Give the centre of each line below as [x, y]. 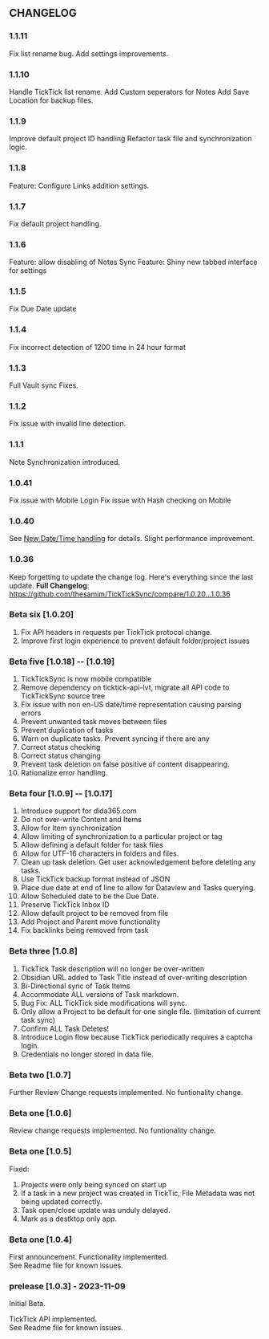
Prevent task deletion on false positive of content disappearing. [125, 764]
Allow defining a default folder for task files [92, 845]
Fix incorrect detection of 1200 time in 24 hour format [98, 347]
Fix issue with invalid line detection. [68, 424]
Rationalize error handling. [64, 773]
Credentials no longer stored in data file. [87, 1054]
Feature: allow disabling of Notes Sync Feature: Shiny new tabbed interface [133, 262]
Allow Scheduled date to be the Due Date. [90, 896]
